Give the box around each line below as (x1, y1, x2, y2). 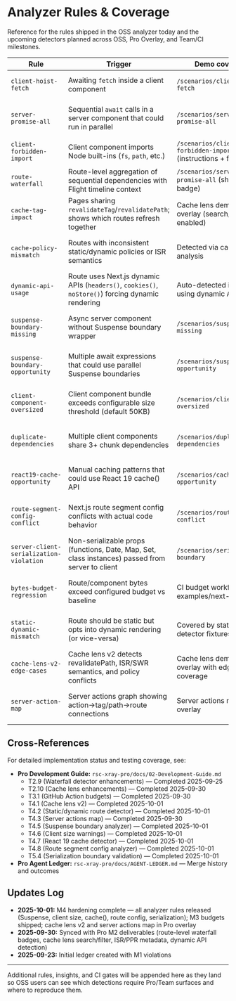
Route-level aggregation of (67, 167, 158, 176)
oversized (11, 406, 44, 413)
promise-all (11, 117, 51, 125)
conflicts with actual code (67, 511, 153, 521)
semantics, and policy (67, 666, 140, 676)
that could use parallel (67, 360, 142, 370)
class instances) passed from (67, 553, 166, 563)
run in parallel (67, 122, 114, 131)
